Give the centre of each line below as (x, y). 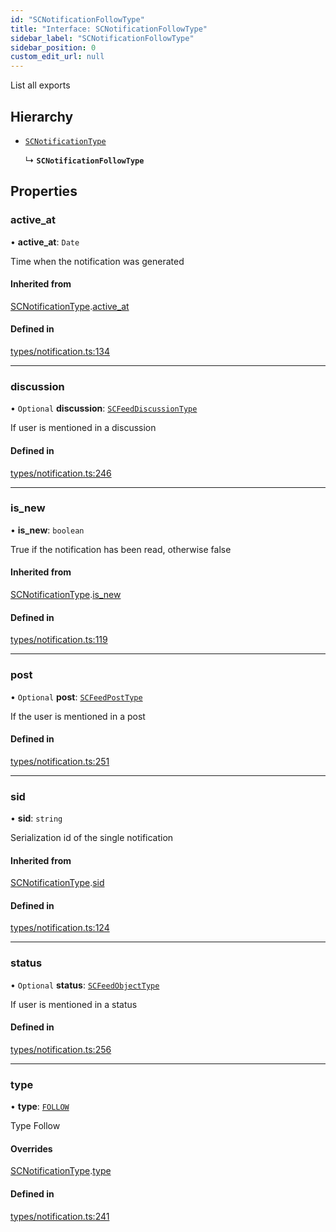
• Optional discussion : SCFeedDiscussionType (104, 408)
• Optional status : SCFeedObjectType (85, 985)
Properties (44, 191)
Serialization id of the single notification (92, 838)
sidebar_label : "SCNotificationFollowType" (102, 38)
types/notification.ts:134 (60, 352)
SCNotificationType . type (61, 1171)
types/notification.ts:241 (60, 1216)
